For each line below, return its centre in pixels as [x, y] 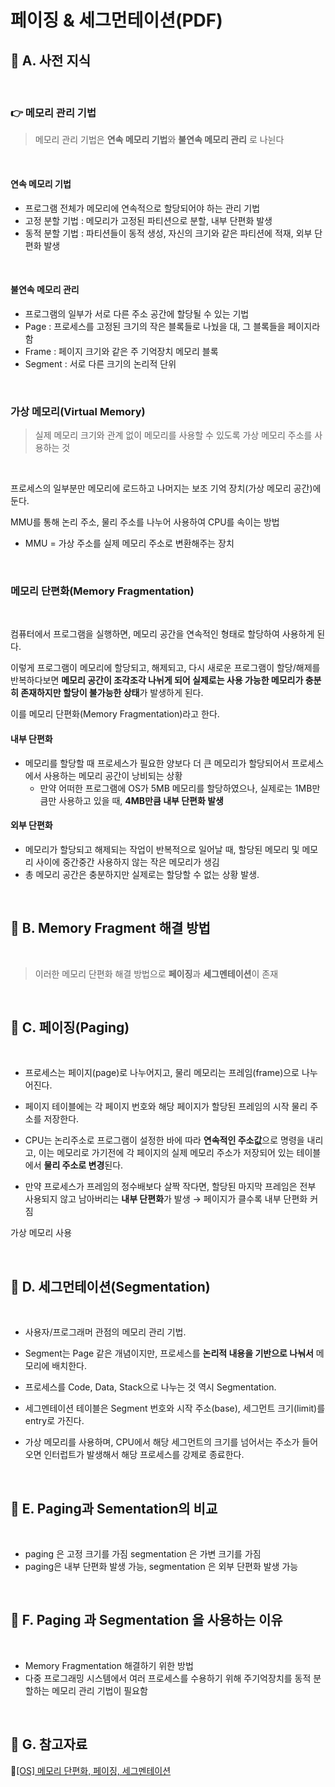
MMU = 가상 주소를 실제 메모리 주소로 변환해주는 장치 [129, 543]
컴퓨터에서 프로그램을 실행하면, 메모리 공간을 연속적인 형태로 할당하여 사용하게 [162, 634]
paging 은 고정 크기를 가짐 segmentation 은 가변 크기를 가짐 [143, 1553]
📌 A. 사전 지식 [51, 60]
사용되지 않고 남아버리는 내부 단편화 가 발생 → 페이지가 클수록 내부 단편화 [166, 1199]
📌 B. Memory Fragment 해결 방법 [110, 928]
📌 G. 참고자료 [49, 1744]
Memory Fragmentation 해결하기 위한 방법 [109, 1665]
